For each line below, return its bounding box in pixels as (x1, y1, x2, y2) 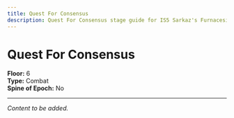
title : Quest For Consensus (7, 10, 89, 17)
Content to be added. (7, 104, 69, 112)
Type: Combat (7, 77, 49, 85)
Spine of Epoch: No (7, 84, 65, 92)
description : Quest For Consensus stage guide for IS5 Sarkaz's (7, 17, 198, 24)
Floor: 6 (7, 69, 31, 78)
